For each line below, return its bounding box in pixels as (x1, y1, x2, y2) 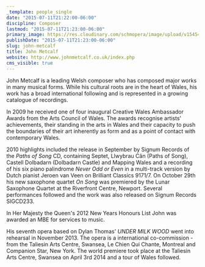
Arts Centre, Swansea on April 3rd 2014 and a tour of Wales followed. (6, 254, 181, 261)
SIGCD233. (6, 198, 35, 205)
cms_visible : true (6, 60, 53, 66)
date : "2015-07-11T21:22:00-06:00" (6, 15, 97, 21)
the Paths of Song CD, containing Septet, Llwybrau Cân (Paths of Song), (6, 152, 188, 159)
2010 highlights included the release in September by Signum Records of (6, 146, 190, 153)
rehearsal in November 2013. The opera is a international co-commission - (6, 234, 193, 241)
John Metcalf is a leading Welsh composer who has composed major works (6, 77, 197, 84)
